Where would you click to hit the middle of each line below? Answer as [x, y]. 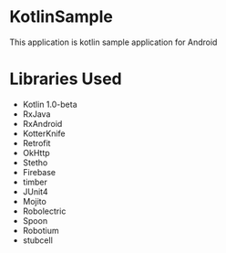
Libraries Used [66, 79]
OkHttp [36, 153]
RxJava [36, 114]
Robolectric [44, 211]
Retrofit [36, 142]
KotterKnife [44, 133]
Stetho [35, 163]
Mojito [35, 201]
